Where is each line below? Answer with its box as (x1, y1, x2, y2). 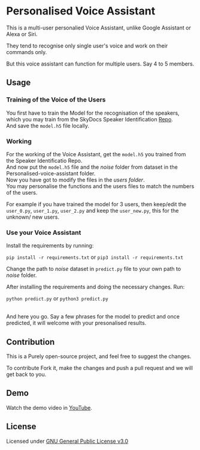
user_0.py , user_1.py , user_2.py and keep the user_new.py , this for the (6, 207, 179, 214)
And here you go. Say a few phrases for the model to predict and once (6, 313, 180, 320)
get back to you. (6, 371, 47, 378)
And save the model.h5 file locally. (6, 122, 90, 129)
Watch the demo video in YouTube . (6, 404, 93, 411)
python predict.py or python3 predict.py (6, 295, 109, 302)
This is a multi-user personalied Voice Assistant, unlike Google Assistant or (6, 24, 192, 31)
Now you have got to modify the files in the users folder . (6, 176, 145, 183)
